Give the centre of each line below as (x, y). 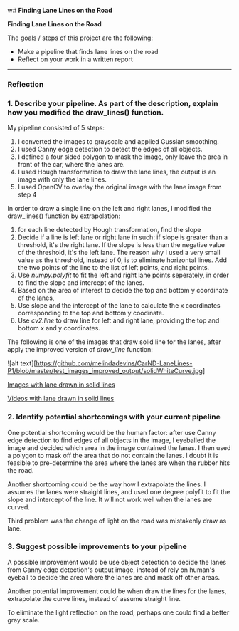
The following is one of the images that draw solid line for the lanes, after (115, 342)
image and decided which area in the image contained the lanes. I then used (119, 447)
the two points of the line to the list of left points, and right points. (113, 268)
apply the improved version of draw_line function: (80, 350)
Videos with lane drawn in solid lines (61, 399)
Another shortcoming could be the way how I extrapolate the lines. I (107, 484)
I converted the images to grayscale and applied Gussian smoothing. (118, 142)
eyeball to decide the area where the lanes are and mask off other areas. (114, 577)
